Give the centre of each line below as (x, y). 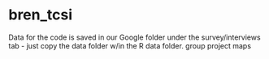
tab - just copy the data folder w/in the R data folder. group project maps (130, 45)
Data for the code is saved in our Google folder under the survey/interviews (135, 37)
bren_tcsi (41, 15)
